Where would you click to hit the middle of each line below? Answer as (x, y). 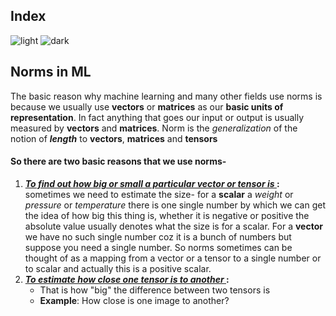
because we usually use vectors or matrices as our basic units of (147, 106)
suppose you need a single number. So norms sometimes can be (158, 247)
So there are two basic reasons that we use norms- (118, 161)
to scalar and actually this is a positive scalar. (118, 268)
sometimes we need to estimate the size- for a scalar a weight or (159, 194)
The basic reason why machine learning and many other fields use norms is (166, 96)
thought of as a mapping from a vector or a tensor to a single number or (173, 258)
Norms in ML (51, 72)
